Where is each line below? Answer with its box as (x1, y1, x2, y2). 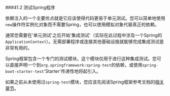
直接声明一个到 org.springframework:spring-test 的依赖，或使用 (9, 62, 143, 68)
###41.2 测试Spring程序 (5, 5, 55, 10)
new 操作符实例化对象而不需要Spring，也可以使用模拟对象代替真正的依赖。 (5, 22, 159, 27)
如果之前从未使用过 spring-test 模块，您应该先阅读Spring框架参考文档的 (5, 79, 155, 85)
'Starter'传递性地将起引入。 (44, 68, 101, 74)
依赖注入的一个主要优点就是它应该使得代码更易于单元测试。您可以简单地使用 (5, 15, 165, 21)
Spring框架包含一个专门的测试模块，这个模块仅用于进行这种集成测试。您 (5, 56, 157, 62)
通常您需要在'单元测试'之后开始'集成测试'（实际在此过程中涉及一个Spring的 (5, 32, 162, 38)
